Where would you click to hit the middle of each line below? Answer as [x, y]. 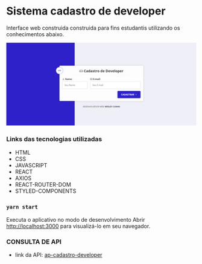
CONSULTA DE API [34, 242]
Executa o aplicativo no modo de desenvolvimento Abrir [76, 220]
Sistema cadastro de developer [86, 11]
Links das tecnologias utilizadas [54, 139]
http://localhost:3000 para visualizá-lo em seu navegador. [78, 226]
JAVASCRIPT [31, 165]
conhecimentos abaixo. [35, 34]
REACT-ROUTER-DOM [43, 184]
